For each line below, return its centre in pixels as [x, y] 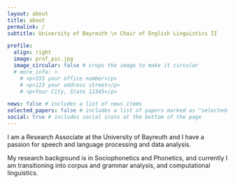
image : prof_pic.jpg [43, 59]
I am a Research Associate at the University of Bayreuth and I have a [106, 136]
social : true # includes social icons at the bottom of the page [104, 117]
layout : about [28, 14]
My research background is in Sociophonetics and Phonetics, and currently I [117, 157]
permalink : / [26, 27]
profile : [20, 46]
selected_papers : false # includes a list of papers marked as [101, 111]
